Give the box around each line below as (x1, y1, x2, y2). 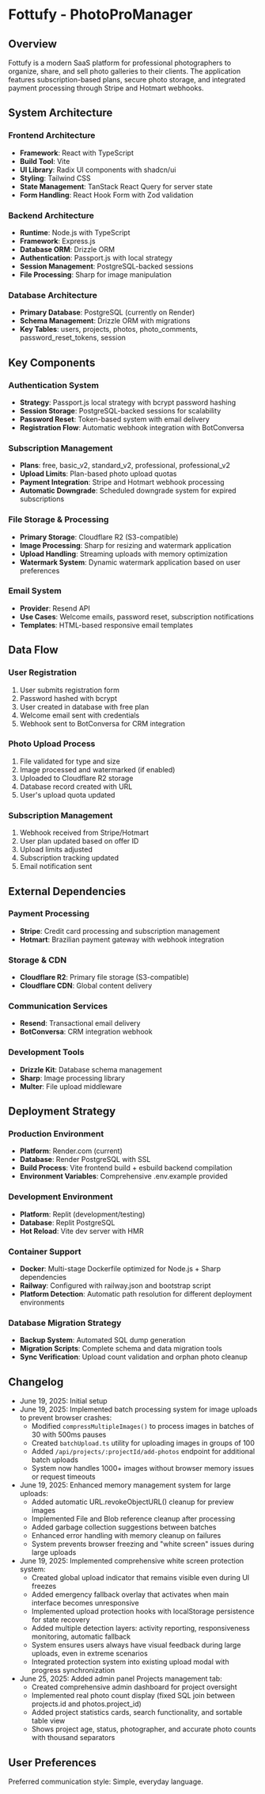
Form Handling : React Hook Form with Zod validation (19, 190, 194, 200)
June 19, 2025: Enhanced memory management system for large (19, 1480, 231, 1490)
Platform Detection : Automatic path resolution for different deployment (19, 1289, 252, 1298)
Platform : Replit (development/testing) (19, 1209, 146, 1219)
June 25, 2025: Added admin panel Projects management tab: (19, 1674, 223, 1684)
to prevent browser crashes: (19, 1413, 112, 1423)
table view (31, 1716, 66, 1726)
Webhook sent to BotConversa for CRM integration (19, 718, 186, 728)
